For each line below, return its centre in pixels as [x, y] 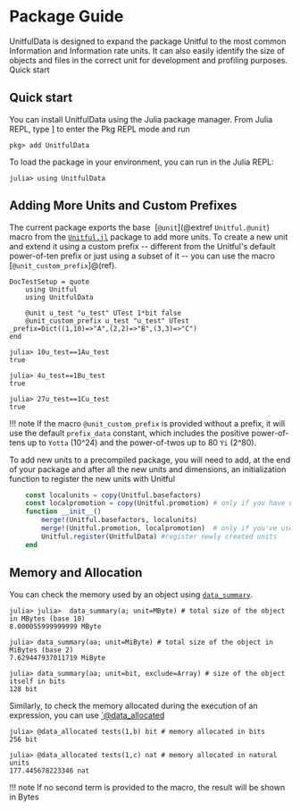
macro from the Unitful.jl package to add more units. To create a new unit [149, 237]
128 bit [24, 689]
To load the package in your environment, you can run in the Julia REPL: [142, 162]
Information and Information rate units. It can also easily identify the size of [147, 50]
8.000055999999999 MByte [55, 626]
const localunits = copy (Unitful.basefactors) [113, 495]
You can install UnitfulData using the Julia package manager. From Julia [141, 119]
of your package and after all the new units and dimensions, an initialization [148, 469]
